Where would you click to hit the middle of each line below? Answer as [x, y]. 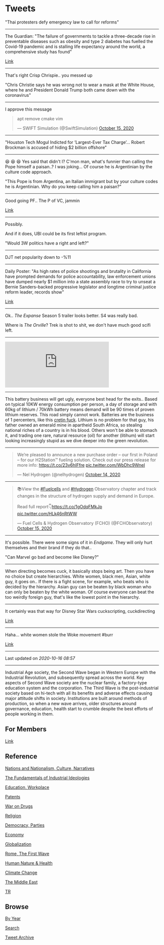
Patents [13, 797]
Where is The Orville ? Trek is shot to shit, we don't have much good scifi [78, 325]
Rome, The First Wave [27, 854]
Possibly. [14, 224]
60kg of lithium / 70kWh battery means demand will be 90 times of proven [80, 409]
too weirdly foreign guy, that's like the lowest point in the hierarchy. [72, 597]
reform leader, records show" [35, 292]
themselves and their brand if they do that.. [48, 547]
